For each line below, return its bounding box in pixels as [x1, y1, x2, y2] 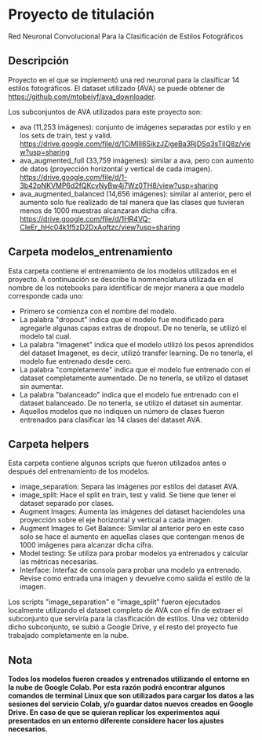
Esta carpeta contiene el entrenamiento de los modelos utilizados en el [8, 266, 237, 276]
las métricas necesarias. [19, 557, 99, 566]
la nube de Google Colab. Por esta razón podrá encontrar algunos [8, 683, 226, 692]
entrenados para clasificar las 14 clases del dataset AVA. [19, 415, 202, 424]
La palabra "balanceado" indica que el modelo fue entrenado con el [19, 390, 239, 399]
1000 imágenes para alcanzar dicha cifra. [19, 540, 154, 550]
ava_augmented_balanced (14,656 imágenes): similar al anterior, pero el [19, 189, 252, 198]
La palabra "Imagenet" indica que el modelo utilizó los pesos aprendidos [19, 339, 254, 349]
